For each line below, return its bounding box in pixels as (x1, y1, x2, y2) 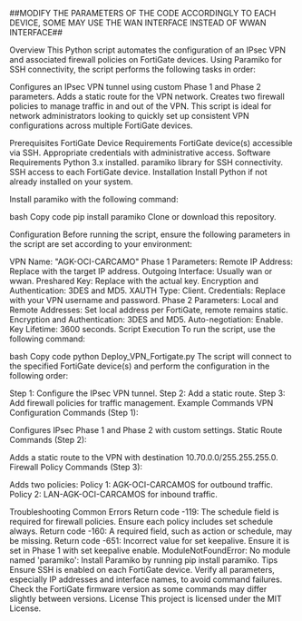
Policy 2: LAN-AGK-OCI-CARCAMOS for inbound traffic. (9, 489, 218, 499)
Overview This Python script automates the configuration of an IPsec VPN (9, 44, 287, 55)
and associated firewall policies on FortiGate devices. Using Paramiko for (9, 54, 283, 64)
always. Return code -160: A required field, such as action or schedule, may (9, 526, 293, 537)
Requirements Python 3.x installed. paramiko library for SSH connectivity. (9, 157, 284, 167)
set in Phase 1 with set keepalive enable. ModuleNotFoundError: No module (9, 545, 291, 556)
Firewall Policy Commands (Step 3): (9, 462, 143, 472)
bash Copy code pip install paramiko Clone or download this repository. (9, 212, 277, 222)
